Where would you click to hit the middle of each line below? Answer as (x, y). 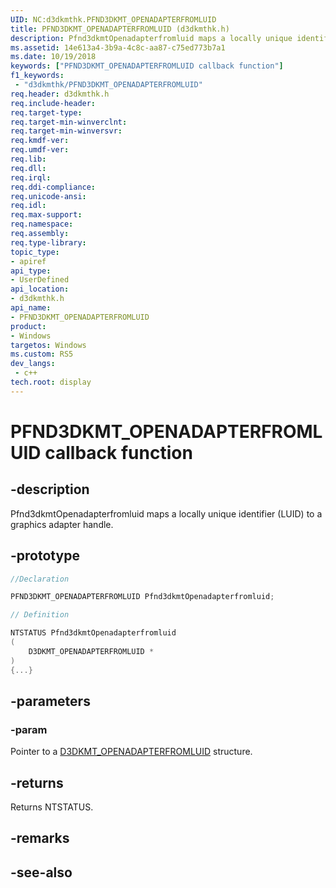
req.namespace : (42, 224)
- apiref (28, 261)
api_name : (31, 308)
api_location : (40, 289)
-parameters (50, 701)
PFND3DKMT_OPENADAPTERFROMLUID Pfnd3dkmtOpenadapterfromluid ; (142, 597)
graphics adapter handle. (62, 524)
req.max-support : (46, 215)
